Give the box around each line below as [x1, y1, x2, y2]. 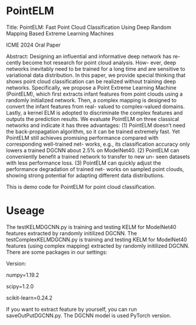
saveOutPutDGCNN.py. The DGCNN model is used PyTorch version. [6, 311, 172, 319]
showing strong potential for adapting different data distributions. [6, 172, 165, 179]
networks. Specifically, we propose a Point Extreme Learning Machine [6, 84, 177, 91]
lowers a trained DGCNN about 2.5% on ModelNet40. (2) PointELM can [6, 146, 179, 154]
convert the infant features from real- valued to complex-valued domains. [6, 103, 185, 110]
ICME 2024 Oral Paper [6, 41, 61, 48]
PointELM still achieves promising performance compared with [6, 134, 159, 141]
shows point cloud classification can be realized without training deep [6, 78, 176, 85]
